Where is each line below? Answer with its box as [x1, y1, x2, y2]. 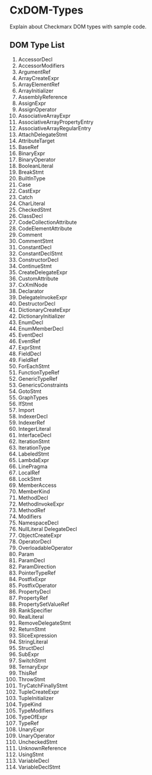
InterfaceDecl [18, 431, 52, 438]
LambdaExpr [18, 456, 49, 463]
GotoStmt [18, 387, 42, 395]
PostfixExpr [18, 575, 47, 582]
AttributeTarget [18, 137, 55, 144]
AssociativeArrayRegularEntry [18, 124, 91, 131]
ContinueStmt [18, 262, 52, 269]
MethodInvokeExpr [18, 500, 64, 507]
